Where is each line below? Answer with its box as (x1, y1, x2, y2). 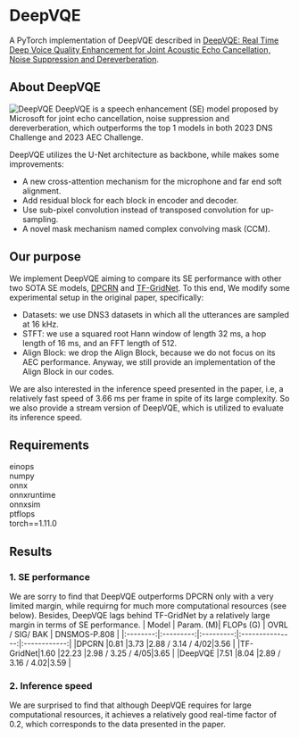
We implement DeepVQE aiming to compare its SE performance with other (9, 273, 282, 284)
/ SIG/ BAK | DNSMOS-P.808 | (9, 629, 120, 640)
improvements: (9, 158, 64, 170)
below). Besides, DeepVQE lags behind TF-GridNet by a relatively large (9, 610, 270, 621)
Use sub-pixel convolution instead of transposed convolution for (21, 204, 260, 215)
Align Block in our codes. (21, 366, 114, 377)
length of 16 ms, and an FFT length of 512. (21, 337, 177, 348)
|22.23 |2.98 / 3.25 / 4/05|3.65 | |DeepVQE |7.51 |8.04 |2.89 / (57, 648, 281, 659)
